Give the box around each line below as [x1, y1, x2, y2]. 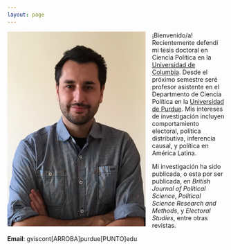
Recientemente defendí [151, 38, 219, 46]
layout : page [7, 11, 45, 18]
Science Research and [151, 199, 216, 207]
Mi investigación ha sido [151, 162, 221, 170]
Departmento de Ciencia [151, 90, 222, 98]
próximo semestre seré [151, 75, 218, 83]
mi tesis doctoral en [151, 46, 209, 54]
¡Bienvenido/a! [151, 31, 194, 39]
